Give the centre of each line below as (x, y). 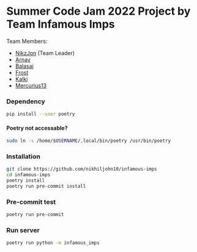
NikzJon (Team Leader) (45, 53)
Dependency (26, 101)
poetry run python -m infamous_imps (53, 243)
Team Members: (27, 41)
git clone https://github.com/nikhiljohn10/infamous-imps (82, 169)
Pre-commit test (31, 202)
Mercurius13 (31, 85)
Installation (24, 157)
